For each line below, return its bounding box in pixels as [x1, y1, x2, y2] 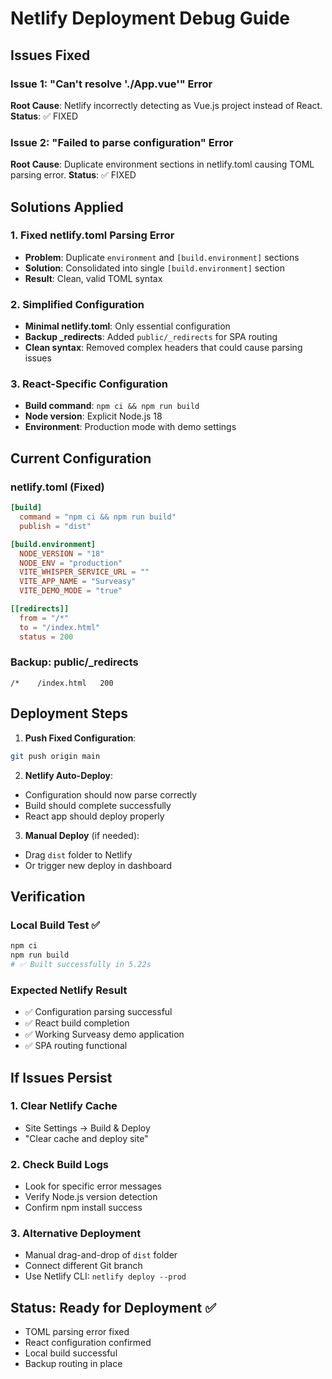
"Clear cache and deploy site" [24, 1132, 149, 1144]
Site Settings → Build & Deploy [24, 1122, 151, 1134]
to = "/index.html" [19, 622, 101, 632]
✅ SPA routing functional [24, 1040, 128, 1052]
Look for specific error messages [24, 1180, 163, 1192]
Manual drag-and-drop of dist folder [24, 1249, 178, 1261]
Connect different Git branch [24, 1260, 143, 1272]
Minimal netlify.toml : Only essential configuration [24, 320, 231, 332]
